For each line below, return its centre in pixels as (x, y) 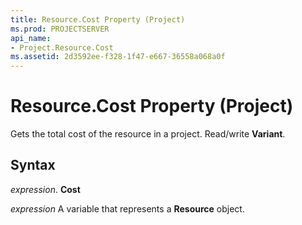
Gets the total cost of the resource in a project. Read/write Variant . (148, 134)
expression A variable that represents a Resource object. (127, 208)
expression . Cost (45, 189)
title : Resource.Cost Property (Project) (98, 19)
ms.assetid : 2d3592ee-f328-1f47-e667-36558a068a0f (118, 57)
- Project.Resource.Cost (62, 47)
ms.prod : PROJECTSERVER (60, 29)
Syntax (33, 165)
